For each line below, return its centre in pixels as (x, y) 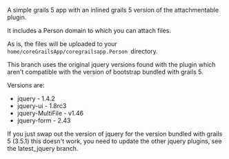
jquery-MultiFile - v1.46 (50, 113)
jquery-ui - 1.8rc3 (42, 106)
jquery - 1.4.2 (36, 98)
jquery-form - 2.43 (44, 120)
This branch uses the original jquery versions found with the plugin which (111, 64)
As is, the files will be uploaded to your (62, 44)
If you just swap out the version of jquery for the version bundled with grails (115, 134)
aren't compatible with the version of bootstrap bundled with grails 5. (105, 72)
